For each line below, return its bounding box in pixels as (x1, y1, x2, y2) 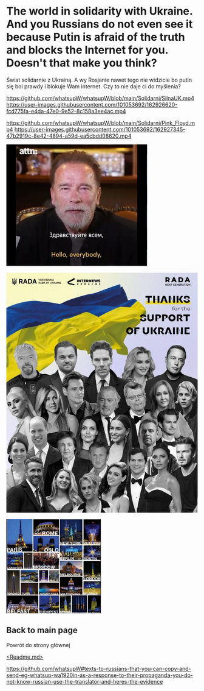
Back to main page (6, 625, 78, 636)
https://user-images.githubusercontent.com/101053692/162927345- (14, 126, 186, 133)
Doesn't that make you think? (6, 56, 157, 70)
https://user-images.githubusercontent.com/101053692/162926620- (6, 101, 178, 108)
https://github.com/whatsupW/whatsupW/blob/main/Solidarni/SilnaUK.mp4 (6, 94, 194, 102)
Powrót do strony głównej (6, 641, 70, 648)
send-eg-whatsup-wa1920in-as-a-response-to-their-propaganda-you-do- (6, 672, 193, 679)
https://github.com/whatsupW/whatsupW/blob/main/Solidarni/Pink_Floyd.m (6, 119, 195, 126)
